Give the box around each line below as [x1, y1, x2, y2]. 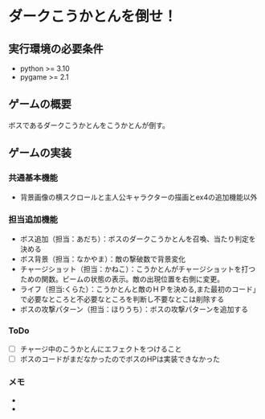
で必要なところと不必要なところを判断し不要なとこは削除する [19, 294, 225, 304]
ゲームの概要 [8, 97, 72, 111]
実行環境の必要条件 [8, 42, 104, 55]
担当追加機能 [8, 214, 59, 225]
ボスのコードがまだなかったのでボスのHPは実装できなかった [19, 355, 221, 364]
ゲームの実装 [8, 146, 72, 160]
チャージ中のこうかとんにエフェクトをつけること [19, 344, 182, 354]
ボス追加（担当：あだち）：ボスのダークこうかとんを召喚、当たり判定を [19, 234, 256, 244]
